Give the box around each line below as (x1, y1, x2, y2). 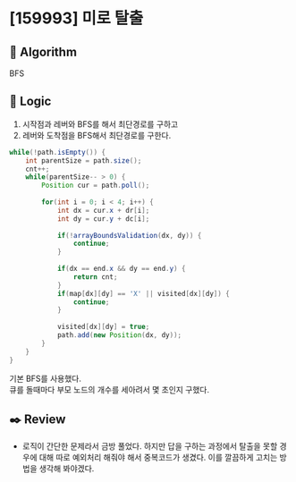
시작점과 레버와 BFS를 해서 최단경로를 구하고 (21, 118, 179, 130)
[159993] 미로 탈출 (9, 8, 144, 29)
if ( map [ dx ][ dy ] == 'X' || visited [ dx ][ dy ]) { (56, 289, 230, 298)
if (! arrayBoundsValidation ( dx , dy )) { (56, 231, 202, 240)
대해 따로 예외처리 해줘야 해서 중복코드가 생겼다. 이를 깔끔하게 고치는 (38, 452, 278, 463)
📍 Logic (9, 94, 52, 109)
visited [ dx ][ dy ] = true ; (56, 323, 150, 332)
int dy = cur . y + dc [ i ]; (56, 214, 150, 224)
